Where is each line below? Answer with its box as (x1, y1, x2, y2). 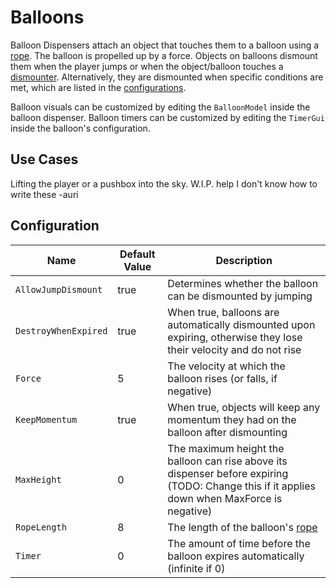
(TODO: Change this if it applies (167, 479, 316, 493)
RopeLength (15, 521, 67, 533)
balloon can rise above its (167, 454, 288, 468)
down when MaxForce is (167, 491, 283, 505)
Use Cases (10, 151, 79, 168)
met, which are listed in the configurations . (10, 81, 187, 93)
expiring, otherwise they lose (167, 330, 303, 344)
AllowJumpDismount (15, 284, 103, 295)
